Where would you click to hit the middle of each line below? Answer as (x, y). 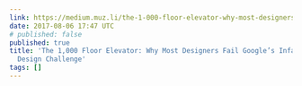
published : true (40, 43)
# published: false (46, 34)
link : (19, 17)
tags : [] (26, 68)
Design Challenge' (52, 59)
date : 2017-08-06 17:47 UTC (62, 26)
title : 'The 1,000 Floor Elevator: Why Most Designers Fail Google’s (142, 51)
